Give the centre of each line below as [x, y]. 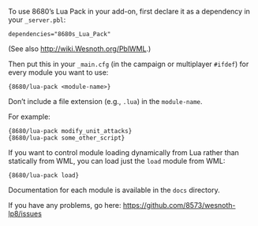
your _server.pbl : [37, 20]
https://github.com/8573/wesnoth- [179, 205]
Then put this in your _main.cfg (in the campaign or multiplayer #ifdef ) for [129, 64]
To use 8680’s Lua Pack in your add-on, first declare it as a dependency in [129, 11]
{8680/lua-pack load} [44, 176]
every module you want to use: [58, 72]
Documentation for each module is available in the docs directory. [114, 190]
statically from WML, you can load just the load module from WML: [117, 161]
